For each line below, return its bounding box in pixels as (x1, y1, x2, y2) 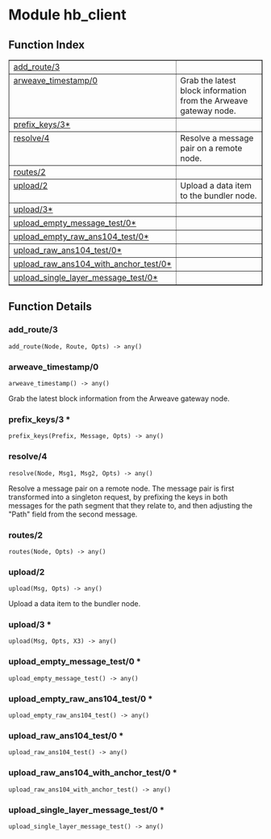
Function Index (8, 38, 85, 52)
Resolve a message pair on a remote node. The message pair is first (8, 483, 235, 493)
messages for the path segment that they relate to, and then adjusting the (8, 500, 252, 510)
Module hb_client (8, 6, 127, 24)
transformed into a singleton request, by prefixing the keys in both (8, 491, 228, 502)
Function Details (8, 300, 93, 314)
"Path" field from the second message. (8, 509, 138, 519)
